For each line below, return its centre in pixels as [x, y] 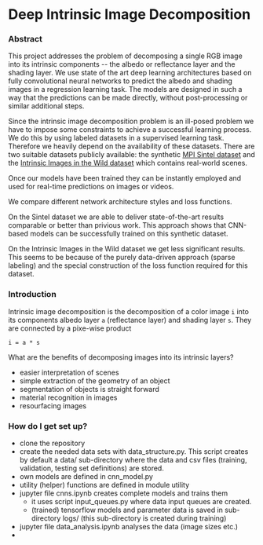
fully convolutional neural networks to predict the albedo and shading [121, 81]
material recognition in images [68, 397]
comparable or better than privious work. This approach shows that [117, 225]
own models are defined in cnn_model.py [86, 477]
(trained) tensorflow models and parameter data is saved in [127, 510]
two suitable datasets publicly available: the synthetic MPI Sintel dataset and [131, 155]
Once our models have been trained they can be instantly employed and [125, 178]
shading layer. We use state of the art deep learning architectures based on [130, 73]
